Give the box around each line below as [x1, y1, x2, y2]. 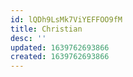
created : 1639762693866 [10, 52, 110, 62]
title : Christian [10, 24, 83, 34]
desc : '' [10, 33, 47, 43]
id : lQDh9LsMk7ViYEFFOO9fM [10, 14, 123, 25]
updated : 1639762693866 [10, 42, 110, 53]
